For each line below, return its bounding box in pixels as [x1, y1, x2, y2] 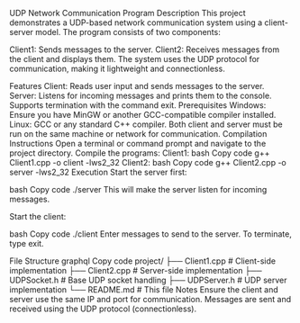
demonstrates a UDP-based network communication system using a [9, 17, 263, 28]
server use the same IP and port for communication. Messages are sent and [9, 294, 292, 304]
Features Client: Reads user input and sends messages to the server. [9, 81, 265, 91]
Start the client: [9, 211, 67, 221]
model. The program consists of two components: [35, 27, 221, 37]
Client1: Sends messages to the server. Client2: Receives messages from [9, 44, 280, 55]
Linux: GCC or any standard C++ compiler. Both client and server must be [9, 119, 283, 130]
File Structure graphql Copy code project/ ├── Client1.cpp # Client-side [9, 256, 277, 266]
